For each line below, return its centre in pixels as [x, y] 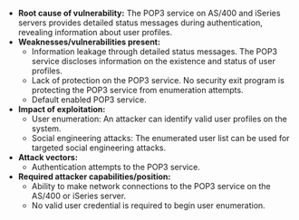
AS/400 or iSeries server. [79, 196]
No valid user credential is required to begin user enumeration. [148, 206]
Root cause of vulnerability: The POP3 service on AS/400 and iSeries [149, 13]
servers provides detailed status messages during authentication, [140, 23]
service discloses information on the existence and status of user [154, 61]
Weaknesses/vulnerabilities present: [89, 42]
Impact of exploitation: [62, 109]
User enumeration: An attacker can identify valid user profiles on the [159, 119]
